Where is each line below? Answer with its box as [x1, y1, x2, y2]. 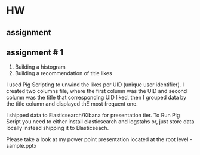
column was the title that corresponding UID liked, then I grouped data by [6, 94, 187, 101]
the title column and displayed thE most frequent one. [6, 100, 139, 107]
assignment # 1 [6, 47, 64, 57]
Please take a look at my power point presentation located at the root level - [6, 136, 193, 143]
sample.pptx [6, 142, 37, 150]
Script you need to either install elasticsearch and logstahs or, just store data [6, 118, 195, 125]
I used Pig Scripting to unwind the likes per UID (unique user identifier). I [6, 81, 184, 88]
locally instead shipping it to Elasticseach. [6, 125, 109, 132]
